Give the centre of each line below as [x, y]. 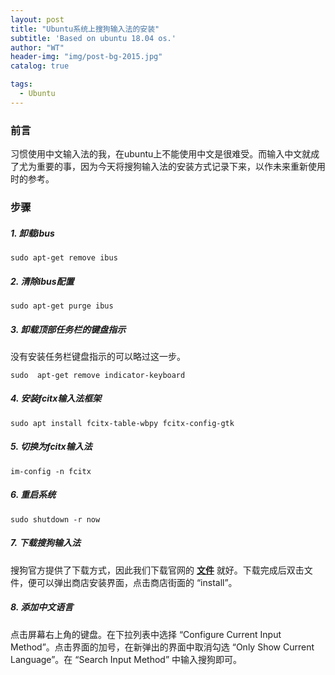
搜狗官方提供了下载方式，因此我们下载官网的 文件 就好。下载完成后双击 [157, 570]
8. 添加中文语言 [42, 607]
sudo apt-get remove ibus [64, 257]
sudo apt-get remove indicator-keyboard [98, 375]
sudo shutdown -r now [55, 519]
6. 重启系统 [33, 495]
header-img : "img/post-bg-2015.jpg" [86, 57]
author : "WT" [37, 47]
